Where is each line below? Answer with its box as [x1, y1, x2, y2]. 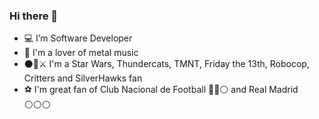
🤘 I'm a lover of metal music [23, 47, 139, 59]
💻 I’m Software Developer [23, 32, 133, 44]
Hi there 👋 [9, 9, 59, 23]
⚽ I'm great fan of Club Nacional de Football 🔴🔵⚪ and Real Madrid [23, 84, 299, 96]
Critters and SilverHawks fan [23, 72, 143, 84]
